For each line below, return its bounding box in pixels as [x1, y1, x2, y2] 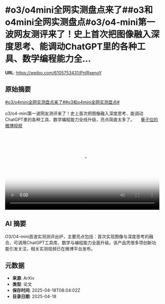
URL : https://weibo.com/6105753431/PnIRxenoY [5, 69, 102, 76]
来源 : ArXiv [12, 275, 35, 281]
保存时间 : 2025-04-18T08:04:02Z [12, 287, 81, 293]
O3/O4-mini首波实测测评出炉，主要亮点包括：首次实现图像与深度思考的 [5, 233, 149, 239]
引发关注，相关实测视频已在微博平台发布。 [9, 245, 95, 252]
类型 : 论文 [12, 282, 32, 287]
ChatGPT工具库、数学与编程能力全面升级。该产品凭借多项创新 [26, 239, 152, 245]
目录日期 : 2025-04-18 [12, 294, 57, 300]
